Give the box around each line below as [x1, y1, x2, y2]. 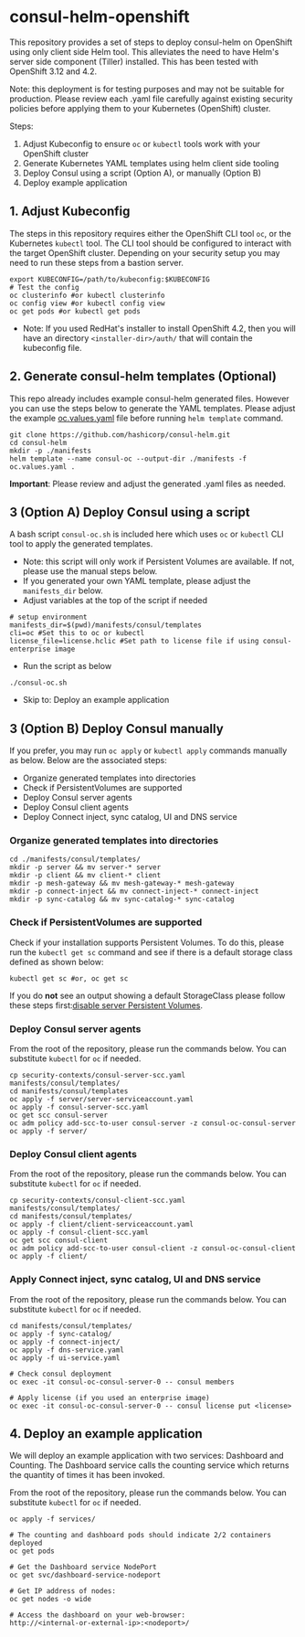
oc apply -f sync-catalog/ [9, 1329, 112, 1338]
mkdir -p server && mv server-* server [9, 863, 162, 872]
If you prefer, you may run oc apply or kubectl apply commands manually [9, 745, 288, 756]
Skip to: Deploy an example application [22, 695, 170, 706]
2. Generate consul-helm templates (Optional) [9, 368, 277, 385]
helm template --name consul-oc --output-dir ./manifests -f [9, 454, 247, 463]
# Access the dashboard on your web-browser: [9, 1610, 185, 1620]
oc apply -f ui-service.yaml [9, 1353, 121, 1363]
